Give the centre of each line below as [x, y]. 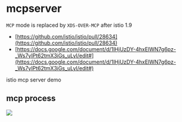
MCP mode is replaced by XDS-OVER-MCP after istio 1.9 [69, 25]
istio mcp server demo [34, 80]
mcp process [31, 98]
